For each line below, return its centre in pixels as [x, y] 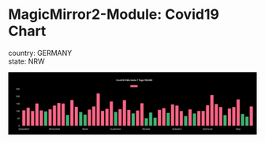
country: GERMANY [40, 53]
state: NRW [26, 61]
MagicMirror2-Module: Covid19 [114, 15]
